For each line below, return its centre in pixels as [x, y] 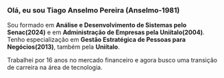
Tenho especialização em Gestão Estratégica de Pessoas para [97, 40]
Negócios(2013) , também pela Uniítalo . [63, 47]
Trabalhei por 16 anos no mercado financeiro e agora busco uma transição [112, 60]
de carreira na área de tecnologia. [55, 68]
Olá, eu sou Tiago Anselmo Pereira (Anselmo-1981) [94, 10]
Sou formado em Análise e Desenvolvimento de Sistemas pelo [97, 25]
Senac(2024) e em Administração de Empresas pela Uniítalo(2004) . [106, 32]
